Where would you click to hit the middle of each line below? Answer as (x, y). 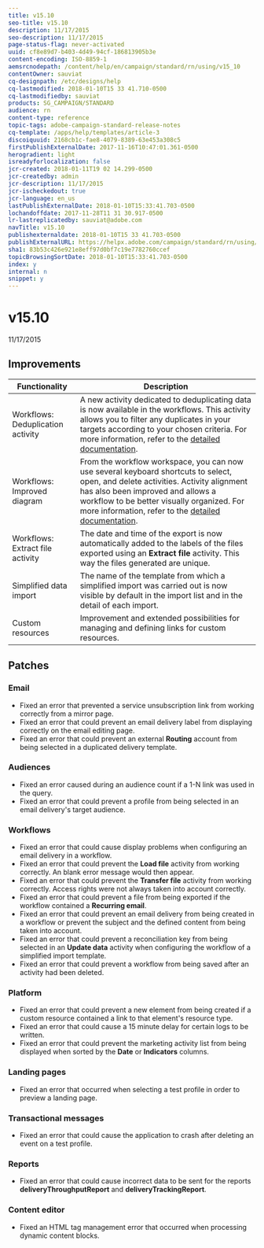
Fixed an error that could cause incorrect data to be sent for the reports (135, 1181)
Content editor (37, 1210)
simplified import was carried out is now (154, 585)
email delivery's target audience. (72, 809)
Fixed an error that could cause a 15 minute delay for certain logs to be (134, 1027)
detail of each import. (119, 605)
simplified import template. (63, 956)
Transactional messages (56, 1118)
